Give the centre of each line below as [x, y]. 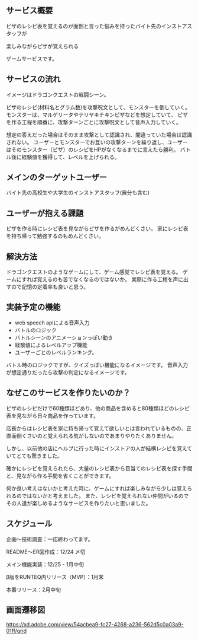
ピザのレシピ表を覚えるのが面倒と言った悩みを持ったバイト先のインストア [97, 26]
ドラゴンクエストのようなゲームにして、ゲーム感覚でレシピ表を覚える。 [94, 272]
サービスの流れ [33, 79]
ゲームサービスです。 [32, 59]
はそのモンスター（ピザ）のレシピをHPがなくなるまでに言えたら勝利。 [92, 149]
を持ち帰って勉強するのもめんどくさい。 [55, 236]
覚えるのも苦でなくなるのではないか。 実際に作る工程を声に [110, 279]
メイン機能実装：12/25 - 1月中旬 [45, 564]
